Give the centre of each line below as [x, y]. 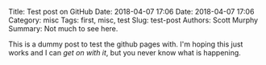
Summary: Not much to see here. [63, 28]
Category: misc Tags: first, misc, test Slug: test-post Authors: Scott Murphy [133, 20]
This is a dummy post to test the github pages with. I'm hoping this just [126, 44]
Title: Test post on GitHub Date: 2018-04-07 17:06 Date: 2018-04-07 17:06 [131, 12]
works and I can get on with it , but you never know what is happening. [125, 53]
